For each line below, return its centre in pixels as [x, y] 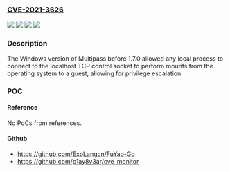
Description [27, 44]
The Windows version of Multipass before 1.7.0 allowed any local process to [115, 58]
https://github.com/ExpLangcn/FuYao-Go [76, 154]
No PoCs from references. [44, 123]
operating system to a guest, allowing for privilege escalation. [95, 73]
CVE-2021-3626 [35, 10]
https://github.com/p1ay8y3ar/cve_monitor [78, 161]
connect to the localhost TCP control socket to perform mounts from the [110, 66]
